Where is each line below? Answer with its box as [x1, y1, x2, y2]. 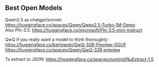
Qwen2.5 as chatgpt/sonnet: [5, 17, 63, 22]
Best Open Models [5, 4, 63, 12]
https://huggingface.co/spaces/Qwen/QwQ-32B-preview [5, 47, 120, 52]
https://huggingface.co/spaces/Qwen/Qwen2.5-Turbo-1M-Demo [5, 22, 136, 28]
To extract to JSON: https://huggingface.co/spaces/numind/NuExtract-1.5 [5, 56, 154, 62]
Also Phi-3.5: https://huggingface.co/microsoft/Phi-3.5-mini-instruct [5, 27, 143, 33]
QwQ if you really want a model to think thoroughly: [5, 36, 109, 42]
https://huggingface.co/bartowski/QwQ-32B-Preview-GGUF [5, 41, 127, 48]
